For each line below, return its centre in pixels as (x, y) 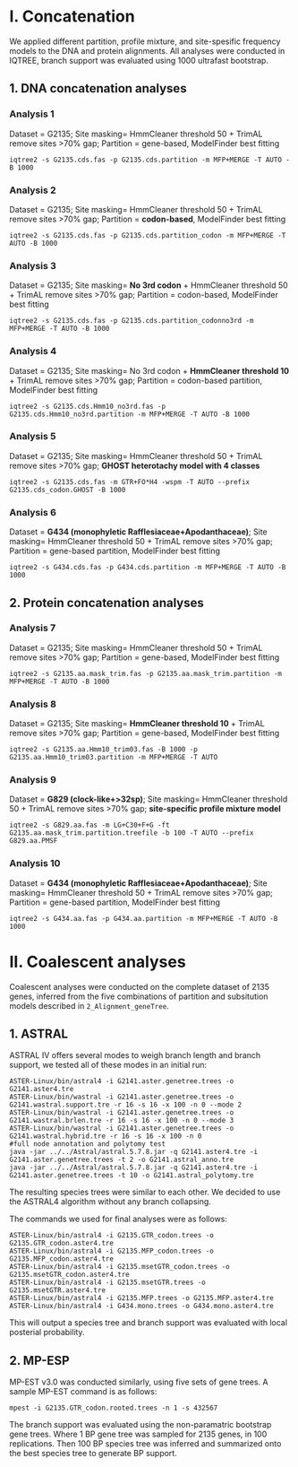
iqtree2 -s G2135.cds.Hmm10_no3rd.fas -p (88, 406)
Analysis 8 (33, 704)
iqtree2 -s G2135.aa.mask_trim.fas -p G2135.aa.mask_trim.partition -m (145, 673)
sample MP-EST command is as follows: (83, 1392)
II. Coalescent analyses (98, 962)
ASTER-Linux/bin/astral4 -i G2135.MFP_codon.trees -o (112, 1251)
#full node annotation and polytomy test (88, 1144)
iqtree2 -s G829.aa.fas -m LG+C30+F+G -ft (89, 825)
